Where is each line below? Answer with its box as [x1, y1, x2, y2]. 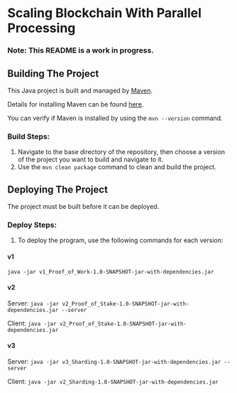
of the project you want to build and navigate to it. [17, 155, 164, 164]
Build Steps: [7, 131, 50, 141]
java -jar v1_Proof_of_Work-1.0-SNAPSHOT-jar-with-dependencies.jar [7, 268, 214, 275]
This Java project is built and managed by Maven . [7, 86, 153, 95]
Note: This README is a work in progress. [7, 45, 154, 55]
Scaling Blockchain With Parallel [7, 5, 202, 21]
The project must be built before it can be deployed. [7, 203, 160, 211]
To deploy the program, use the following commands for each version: [17, 236, 224, 244]
